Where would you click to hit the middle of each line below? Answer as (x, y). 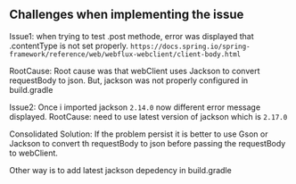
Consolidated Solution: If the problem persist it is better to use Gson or (139, 134)
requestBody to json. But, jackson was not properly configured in (129, 80)
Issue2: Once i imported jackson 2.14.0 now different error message (135, 107)
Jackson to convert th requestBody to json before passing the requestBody (148, 143)
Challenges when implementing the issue (127, 15)
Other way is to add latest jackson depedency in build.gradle (120, 170)
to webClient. (33, 153)
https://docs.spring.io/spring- (191, 46)
